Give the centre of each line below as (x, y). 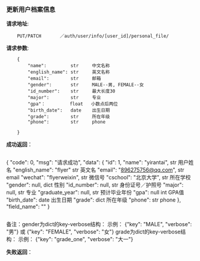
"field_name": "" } (28, 207)
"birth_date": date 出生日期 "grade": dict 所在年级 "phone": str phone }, (94, 200)
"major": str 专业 (64, 98)
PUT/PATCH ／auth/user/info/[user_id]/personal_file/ (93, 36)
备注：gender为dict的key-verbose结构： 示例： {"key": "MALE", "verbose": (99, 224)
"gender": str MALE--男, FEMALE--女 (86, 85)
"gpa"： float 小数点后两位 (73, 104)
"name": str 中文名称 (69, 66)
